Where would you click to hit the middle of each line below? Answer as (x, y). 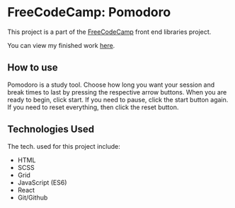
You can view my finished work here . (61, 45)
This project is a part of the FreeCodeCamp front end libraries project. (109, 32)
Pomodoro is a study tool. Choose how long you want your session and (111, 85)
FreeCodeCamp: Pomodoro (89, 12)
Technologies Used (51, 129)
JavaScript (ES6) (42, 182)
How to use (33, 68)
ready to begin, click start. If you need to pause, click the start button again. (118, 99)
